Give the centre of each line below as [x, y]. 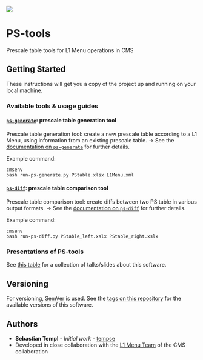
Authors [22, 324]
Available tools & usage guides [52, 106]
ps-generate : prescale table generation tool [62, 121]
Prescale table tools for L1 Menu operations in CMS [70, 50]
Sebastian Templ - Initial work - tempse [65, 338]
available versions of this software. [50, 305]
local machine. [25, 90]
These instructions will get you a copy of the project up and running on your [101, 84]
